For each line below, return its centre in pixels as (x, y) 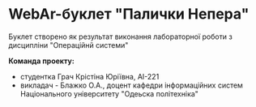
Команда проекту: (41, 61)
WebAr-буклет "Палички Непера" (129, 14)
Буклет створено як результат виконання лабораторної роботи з (121, 36)
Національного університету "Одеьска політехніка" (109, 93)
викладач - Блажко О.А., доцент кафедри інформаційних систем (131, 85)
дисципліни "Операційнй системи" (68, 45)
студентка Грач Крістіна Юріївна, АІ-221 (90, 76)
